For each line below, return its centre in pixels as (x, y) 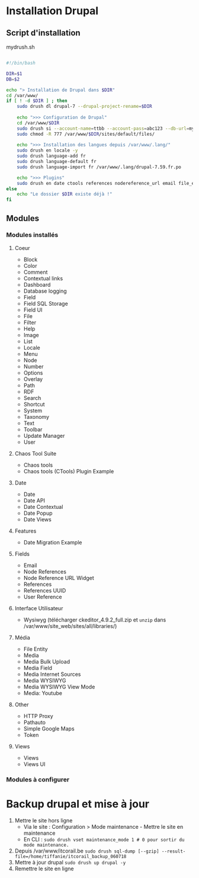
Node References (45, 571)
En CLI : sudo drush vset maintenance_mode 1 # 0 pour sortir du (104, 839)
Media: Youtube (43, 693)
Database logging (45, 291)
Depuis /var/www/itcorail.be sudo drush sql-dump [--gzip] (87, 851)
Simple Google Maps (49, 728)
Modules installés (32, 235)
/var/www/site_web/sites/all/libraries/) (70, 626)
